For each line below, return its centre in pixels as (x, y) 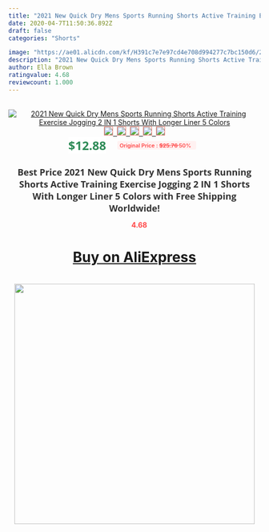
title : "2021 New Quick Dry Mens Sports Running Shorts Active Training (132, 16)
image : (19, 53)
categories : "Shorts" (44, 38)
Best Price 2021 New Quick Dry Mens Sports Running (134, 172)
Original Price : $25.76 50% (156, 145)
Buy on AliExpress (134, 258)
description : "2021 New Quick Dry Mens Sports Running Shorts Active (127, 60)
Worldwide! (134, 208)
